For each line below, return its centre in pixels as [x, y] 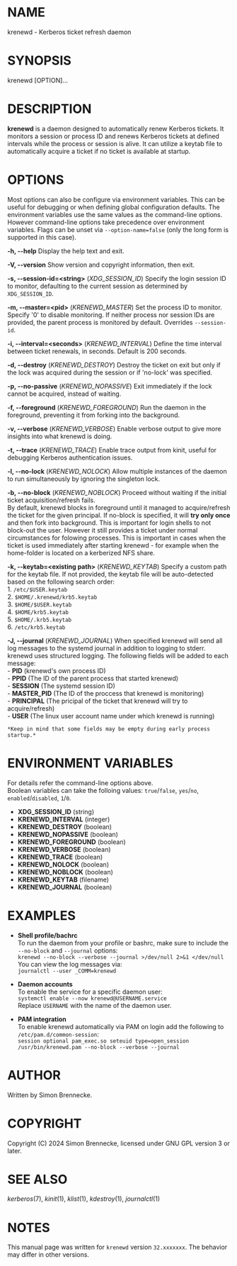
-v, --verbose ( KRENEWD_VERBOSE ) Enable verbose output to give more [114, 428]
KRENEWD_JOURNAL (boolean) [65, 887]
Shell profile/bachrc [47, 935]
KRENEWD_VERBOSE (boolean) [64, 849]
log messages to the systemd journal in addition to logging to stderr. [106, 648]
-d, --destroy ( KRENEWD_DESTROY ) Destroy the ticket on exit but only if [114, 365]
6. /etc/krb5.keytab [36, 627]
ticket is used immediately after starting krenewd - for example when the [113, 545]
